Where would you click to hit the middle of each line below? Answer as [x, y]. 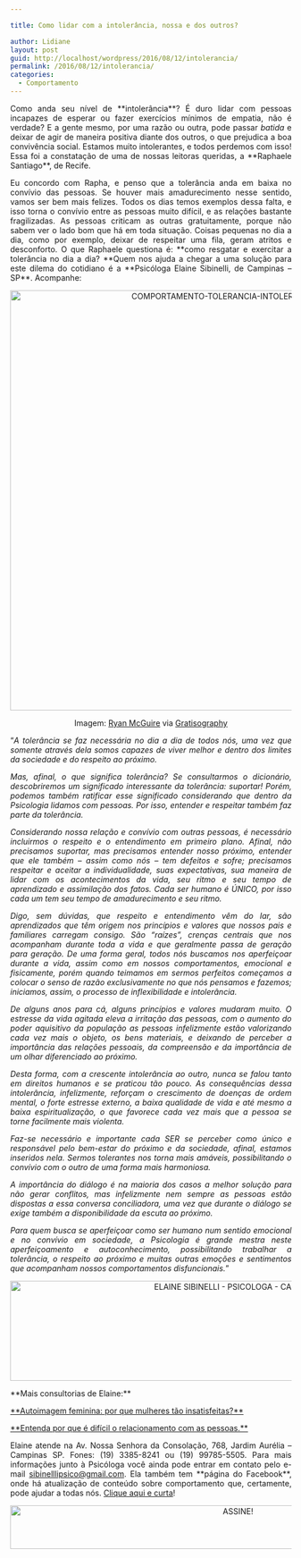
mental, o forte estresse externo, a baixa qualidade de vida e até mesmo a [151, 1102]
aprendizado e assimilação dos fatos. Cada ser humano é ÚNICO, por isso [151, 888]
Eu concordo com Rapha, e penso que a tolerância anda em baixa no [151, 182]
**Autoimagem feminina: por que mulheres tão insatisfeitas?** [127, 1411]
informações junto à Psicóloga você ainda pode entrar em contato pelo [145, 1464]
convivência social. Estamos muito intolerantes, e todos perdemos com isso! [151, 146]
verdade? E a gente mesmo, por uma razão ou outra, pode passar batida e [151, 127]
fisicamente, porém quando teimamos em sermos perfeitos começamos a [151, 973]
